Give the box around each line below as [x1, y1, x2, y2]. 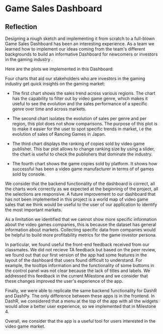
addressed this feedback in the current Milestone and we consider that [5, 273, 148, 278]
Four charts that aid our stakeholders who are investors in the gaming [5, 76, 145, 81]
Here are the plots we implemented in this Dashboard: [5, 66, 114, 72]
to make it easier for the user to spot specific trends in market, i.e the [12, 126, 152, 132]
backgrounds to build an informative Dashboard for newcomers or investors [5, 51, 158, 57]
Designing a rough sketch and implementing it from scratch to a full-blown [5, 35, 155, 41]
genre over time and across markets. [12, 106, 87, 112]
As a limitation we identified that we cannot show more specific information [5, 216, 157, 222]
